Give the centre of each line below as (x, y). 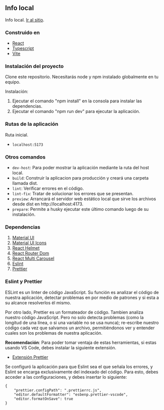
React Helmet (26, 248)
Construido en (23, 32)
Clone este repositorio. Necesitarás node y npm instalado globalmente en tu (82, 77)
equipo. (13, 82)
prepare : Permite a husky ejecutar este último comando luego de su (80, 209)
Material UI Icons (29, 243)
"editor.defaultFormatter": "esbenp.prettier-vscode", (71, 394)
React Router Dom (31, 253)
